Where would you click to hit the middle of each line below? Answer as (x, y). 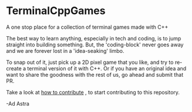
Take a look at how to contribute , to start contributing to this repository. (93, 92)
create (14, 68)
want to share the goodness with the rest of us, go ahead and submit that (95, 74)
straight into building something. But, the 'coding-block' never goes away (95, 45)
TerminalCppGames (56, 11)
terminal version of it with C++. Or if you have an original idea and (107, 68)
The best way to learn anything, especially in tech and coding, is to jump (94, 38)
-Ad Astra (18, 103)
